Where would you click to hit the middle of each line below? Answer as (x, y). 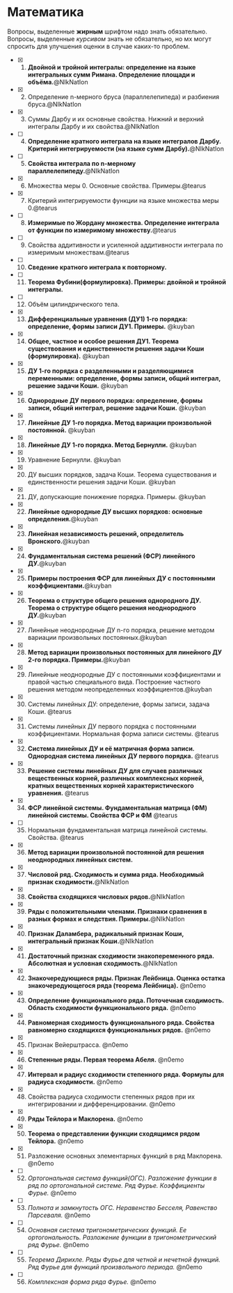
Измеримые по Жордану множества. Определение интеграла (123, 222)
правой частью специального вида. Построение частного (114, 682)
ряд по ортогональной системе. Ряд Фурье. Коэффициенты (116, 1185)
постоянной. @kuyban (62, 430)
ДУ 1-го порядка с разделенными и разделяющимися (111, 371)
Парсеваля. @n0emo (59, 1215)
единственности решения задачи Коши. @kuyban (102, 482)
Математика (46, 12)
